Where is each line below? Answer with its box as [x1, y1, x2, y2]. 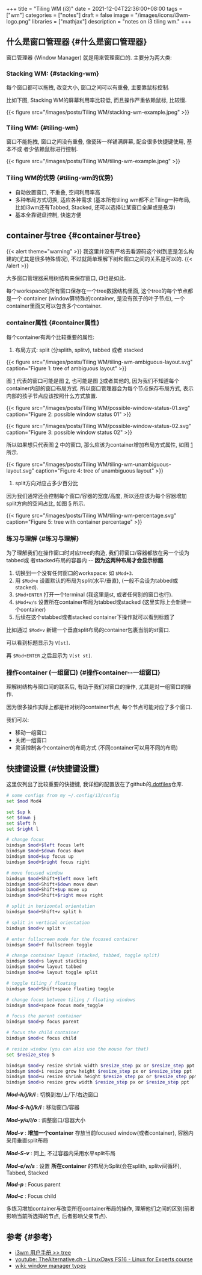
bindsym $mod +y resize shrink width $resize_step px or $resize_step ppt [6, 1062, 195, 1069]
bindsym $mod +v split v [6, 925, 66, 931]
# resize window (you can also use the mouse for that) [6, 1046, 149, 1052]
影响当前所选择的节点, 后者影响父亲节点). [6, 1212, 108, 1220]
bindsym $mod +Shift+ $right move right [6, 892, 103, 899]
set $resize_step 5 [6, 1052, 55, 1058]
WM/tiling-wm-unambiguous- [97, 461, 171, 468]
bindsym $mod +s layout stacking [6, 958, 87, 964]
